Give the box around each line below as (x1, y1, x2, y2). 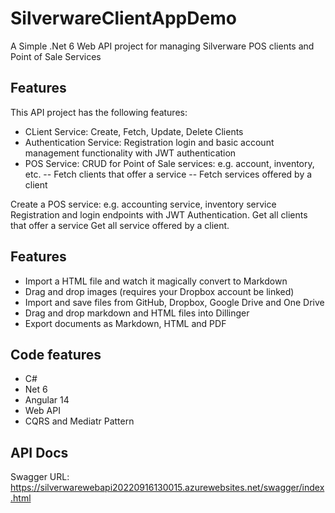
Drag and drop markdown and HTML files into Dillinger (24, 307, 250, 319)
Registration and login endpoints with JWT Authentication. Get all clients (10, 208, 308, 221)
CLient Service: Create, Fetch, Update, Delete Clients (24, 125, 244, 137)
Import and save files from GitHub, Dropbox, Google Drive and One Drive (24, 296, 325, 308)
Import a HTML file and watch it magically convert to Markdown (24, 275, 288, 287)
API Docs (10, 444, 69, 461)
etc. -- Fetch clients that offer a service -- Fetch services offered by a (24, 168, 313, 180)
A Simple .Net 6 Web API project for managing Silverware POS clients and (10, 40, 315, 52)
